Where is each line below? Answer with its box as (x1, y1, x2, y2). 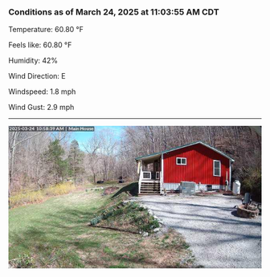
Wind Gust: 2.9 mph (8, 103, 75, 112)
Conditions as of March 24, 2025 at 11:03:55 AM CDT (8, 6, 219, 18)
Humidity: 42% (8, 55, 59, 66)
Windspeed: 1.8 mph (8, 87, 76, 96)
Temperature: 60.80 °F (8, 25, 84, 35)
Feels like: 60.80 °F (8, 40, 72, 50)
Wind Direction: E (8, 71, 66, 81)
